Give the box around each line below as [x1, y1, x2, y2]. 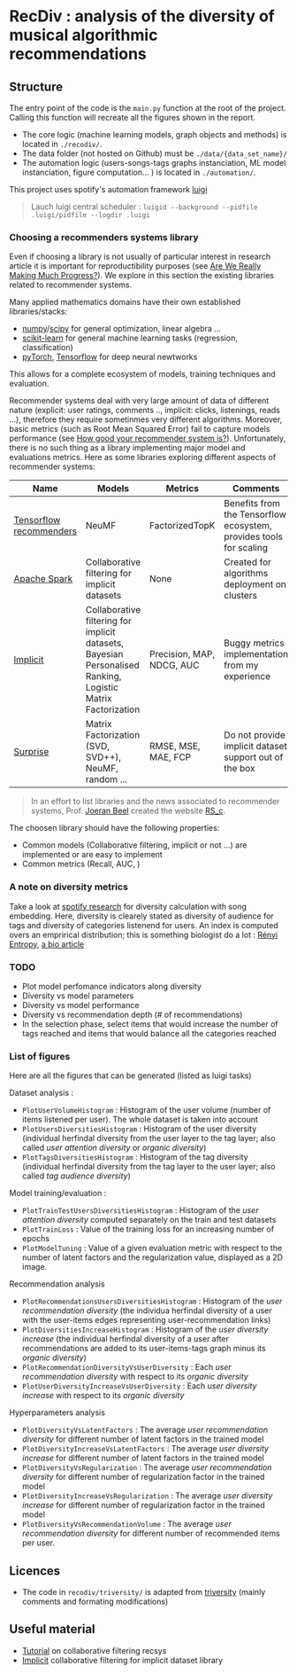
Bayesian [85, 648, 124, 661]
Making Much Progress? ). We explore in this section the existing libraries [9, 270, 274, 281]
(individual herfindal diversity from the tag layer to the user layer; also [21, 1162, 276, 1172]
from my [224, 659, 259, 671]
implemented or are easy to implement [21, 849, 164, 860]
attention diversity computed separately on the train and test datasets [21, 1215, 277, 1225]
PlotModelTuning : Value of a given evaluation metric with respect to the [21, 1243, 283, 1254]
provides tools [224, 530, 283, 543]
